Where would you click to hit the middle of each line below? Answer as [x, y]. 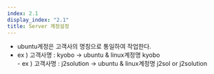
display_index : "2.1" [38, 20]
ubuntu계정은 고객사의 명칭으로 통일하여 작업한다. [84, 47]
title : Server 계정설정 [38, 26]
